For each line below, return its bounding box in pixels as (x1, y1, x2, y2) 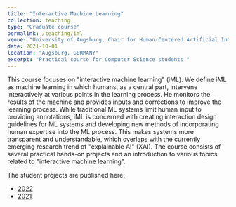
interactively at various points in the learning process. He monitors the (7, 90, 211, 98)
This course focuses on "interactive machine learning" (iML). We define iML (7, 75, 227, 84)
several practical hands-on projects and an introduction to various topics (7, 149, 218, 158)
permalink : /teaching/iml (7, 29, 83, 37)
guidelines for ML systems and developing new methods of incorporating (7, 120, 219, 128)
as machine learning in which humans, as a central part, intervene (7, 82, 198, 91)
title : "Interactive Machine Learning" (7, 10, 124, 18)
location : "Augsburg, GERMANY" (7, 50, 99, 57)
